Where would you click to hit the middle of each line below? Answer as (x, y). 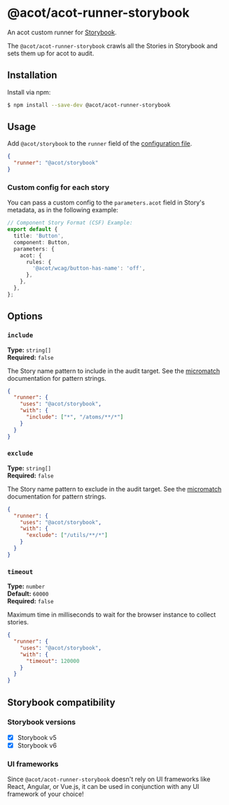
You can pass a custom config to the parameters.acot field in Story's (106, 203)
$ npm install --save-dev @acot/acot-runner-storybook (89, 105)
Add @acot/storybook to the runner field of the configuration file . (100, 143)
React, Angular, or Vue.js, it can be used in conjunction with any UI (103, 787)
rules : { (39, 262)
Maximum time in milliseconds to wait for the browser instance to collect (112, 615)
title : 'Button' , (39, 236)
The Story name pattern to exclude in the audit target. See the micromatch (114, 489)
